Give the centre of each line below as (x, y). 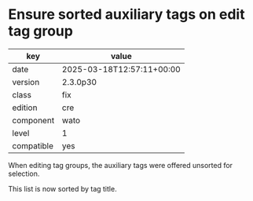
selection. (24, 174)
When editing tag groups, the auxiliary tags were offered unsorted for (121, 165)
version (26, 82)
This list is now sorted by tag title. (62, 188)
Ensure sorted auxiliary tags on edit (126, 15)
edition (25, 108)
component (33, 120)
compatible (33, 145)
